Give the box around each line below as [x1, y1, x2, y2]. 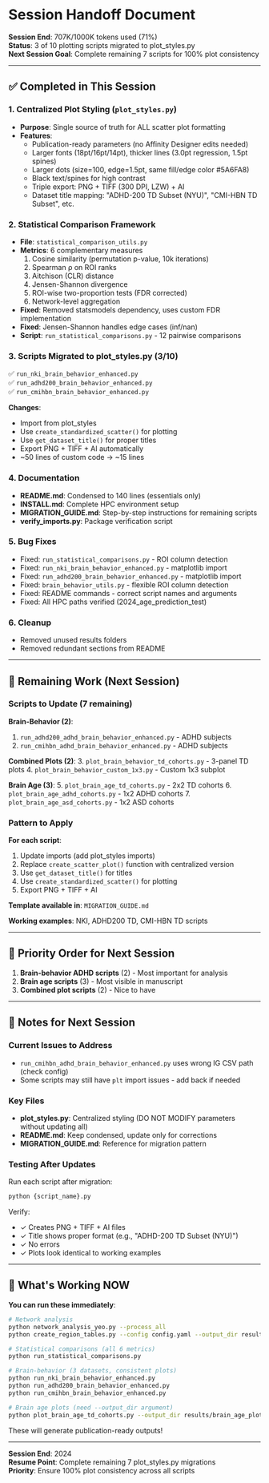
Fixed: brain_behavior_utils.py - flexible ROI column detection [19, 579, 229, 590]
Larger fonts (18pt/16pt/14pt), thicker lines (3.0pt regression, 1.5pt [31, 147, 248, 157]
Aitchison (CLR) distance [31, 271, 114, 280]
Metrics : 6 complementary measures [19, 245, 143, 255]
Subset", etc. [31, 199, 74, 208]
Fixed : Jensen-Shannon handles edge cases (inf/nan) [19, 322, 199, 332]
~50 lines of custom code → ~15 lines [19, 453, 145, 462]
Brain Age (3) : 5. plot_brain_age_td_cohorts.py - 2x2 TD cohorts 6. [8, 780, 232, 790]
